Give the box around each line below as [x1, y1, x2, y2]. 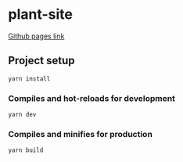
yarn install [8, 74, 51, 83]
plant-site [8, 5, 73, 23]
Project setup [8, 54, 76, 67]
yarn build [8, 146, 44, 154]
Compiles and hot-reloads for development [8, 92, 176, 103]
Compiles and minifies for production [8, 128, 152, 139]
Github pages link [8, 31, 65, 41]
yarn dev [8, 111, 37, 119]
